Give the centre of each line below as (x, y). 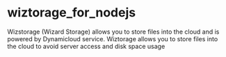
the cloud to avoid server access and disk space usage (86, 46)
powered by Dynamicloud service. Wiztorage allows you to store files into (113, 38)
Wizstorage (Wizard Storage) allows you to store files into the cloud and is (113, 32)
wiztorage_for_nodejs (72, 13)
